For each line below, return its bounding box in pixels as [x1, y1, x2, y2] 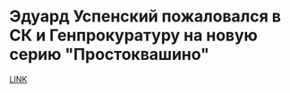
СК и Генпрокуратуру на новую [9, 25, 258, 46]
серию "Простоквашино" [9, 45, 210, 64]
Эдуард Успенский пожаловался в [9, 6, 282, 27]
